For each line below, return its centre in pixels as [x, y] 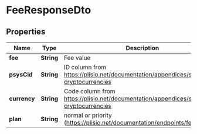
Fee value [77, 58]
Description [142, 48]
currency [22, 98]
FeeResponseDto [49, 10]
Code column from [89, 91]
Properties [26, 32]
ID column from [85, 67]
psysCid [21, 75]
